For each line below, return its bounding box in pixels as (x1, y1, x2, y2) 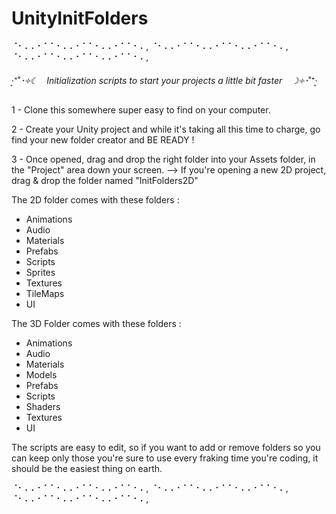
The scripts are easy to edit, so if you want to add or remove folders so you (11, 441, 321, 453)
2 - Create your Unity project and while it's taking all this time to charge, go (11, 123, 321, 135)
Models (25, 368, 58, 381)
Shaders (25, 400, 61, 412)
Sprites (25, 266, 56, 278)
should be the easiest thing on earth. (11, 462, 163, 474)
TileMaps (25, 287, 65, 299)
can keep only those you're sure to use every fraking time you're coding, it (11, 452, 319, 464)
